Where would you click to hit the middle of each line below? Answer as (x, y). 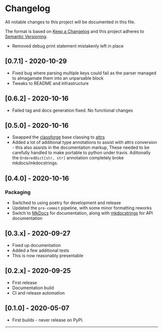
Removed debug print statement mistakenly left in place (68, 46)
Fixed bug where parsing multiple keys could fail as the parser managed (84, 73)
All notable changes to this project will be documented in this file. (70, 22)
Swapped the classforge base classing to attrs (58, 137)
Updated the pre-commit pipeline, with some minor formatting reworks (82, 208)
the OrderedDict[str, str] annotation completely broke (68, 158)
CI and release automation (38, 293)
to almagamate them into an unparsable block (58, 78)
